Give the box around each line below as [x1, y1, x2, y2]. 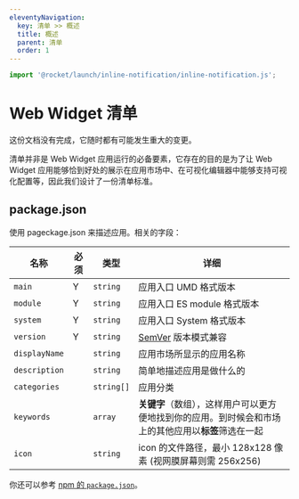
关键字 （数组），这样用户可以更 [138, 397, 269, 410]
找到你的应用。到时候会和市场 [156, 411, 282, 423]
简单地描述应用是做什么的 [138, 364, 246, 377]
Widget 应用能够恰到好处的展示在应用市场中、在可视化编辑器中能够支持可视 [9, 164, 287, 175]
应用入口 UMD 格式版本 [138, 281, 236, 293]
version [13, 331, 46, 341]
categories [13, 381, 60, 392]
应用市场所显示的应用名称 [138, 348, 246, 360]
